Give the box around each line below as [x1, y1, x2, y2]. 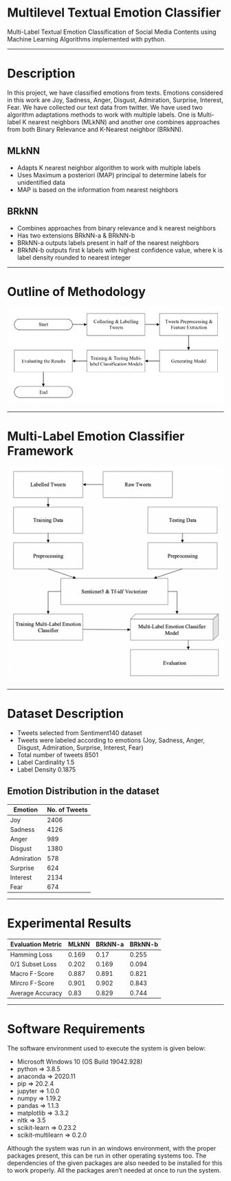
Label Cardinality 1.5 [16, 758, 75, 767]
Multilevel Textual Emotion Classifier [7, 5, 221, 21]
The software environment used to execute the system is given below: [7, 1044, 206, 1053]
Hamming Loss [10, 950, 53, 959]
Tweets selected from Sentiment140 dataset [16, 729, 142, 737]
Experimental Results [7, 916, 132, 931]
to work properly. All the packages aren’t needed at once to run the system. [7, 1167, 221, 1175]
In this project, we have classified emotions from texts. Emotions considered [7, 88, 223, 97]
